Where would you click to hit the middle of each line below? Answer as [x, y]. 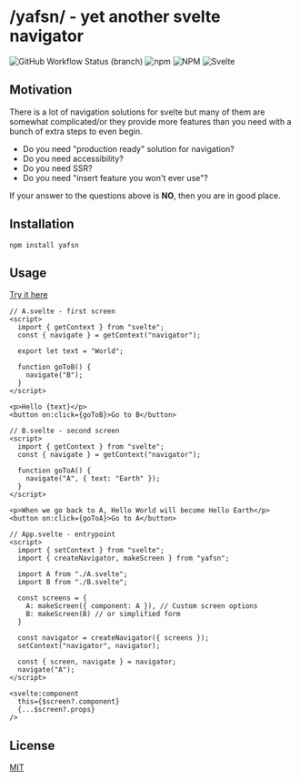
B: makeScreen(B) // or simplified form [103, 614]
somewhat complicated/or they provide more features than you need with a [150, 121]
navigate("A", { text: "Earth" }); [93, 479]
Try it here [29, 295]
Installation [42, 224]
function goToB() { [55, 367]
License [32, 745]
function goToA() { [55, 471]
